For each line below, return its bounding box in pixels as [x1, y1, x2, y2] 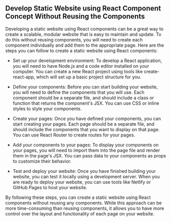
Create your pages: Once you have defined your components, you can [12, 115, 161, 122]
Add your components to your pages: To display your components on [12, 142, 159, 148]
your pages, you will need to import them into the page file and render [12, 147, 160, 153]
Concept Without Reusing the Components [5, 12, 145, 21]
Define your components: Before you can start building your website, [12, 84, 158, 90]
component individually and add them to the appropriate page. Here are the [5, 42, 164, 48]
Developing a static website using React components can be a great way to [5, 26, 164, 32]
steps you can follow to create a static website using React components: [5, 47, 158, 53]
